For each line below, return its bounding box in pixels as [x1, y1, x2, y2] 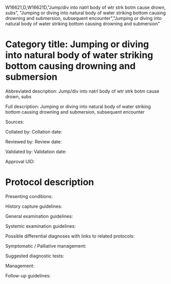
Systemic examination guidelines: [5, 223, 76, 229]
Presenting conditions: [5, 193, 53, 199]
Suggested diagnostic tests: [5, 253, 65, 259]
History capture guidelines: [5, 203, 62, 209]
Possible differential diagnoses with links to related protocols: [5, 233, 135, 239]
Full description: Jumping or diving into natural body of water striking [5, 103, 151, 110]
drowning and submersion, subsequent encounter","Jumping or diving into [5, 15, 162, 21]
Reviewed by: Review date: [5, 138, 62, 145]
